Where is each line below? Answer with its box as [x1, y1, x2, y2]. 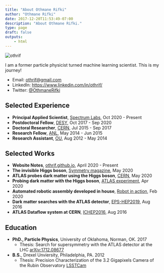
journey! [5, 67, 22, 73]
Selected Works [5, 149, 55, 157]
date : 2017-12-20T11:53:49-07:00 [5, 16, 73, 21]
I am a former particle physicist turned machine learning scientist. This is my [5, 62, 159, 68]
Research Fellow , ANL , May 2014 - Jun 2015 [12, 130, 103, 136]
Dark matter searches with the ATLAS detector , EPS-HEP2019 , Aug [12, 199, 150, 205]
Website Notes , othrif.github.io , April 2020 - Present [12, 162, 118, 168]
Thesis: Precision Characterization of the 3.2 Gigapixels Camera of [19, 257, 154, 263]
